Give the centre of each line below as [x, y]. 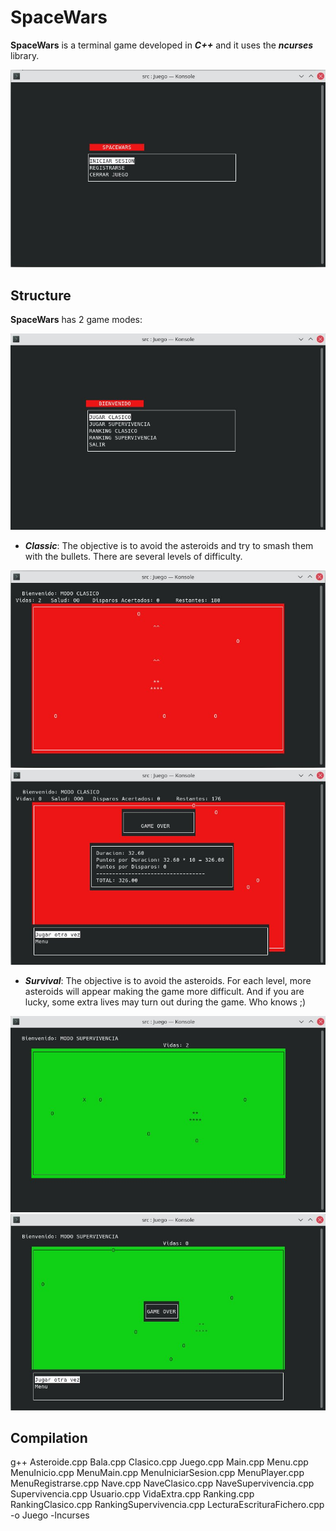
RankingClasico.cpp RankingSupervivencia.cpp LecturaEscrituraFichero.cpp [167, 1505]
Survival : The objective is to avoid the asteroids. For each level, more [168, 981]
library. [25, 55]
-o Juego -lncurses [50, 1515]
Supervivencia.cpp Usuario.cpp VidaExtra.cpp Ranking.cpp [132, 1494]
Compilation [49, 1437]
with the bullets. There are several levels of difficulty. [133, 557]
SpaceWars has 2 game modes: [76, 320]
